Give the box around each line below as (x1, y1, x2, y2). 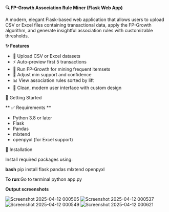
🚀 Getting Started (5, 95, 42, 100)
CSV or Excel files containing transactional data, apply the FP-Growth (5, 22, 152, 28)
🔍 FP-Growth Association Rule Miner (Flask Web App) (5, 5, 123, 11)
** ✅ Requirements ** (5, 104, 51, 111)
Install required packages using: (5, 156, 73, 162)
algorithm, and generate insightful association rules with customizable (5, 28, 153, 33)
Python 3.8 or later (12, 115, 52, 121)
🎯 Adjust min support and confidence (12, 72, 92, 77)
